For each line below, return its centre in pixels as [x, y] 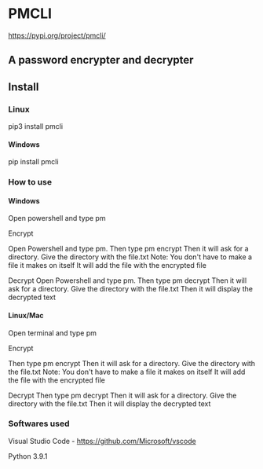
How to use [30, 182]
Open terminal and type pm [52, 333]
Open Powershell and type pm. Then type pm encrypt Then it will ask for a [128, 249]
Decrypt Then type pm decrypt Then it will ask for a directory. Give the [122, 395]
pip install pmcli [33, 162]
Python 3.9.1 [28, 456]
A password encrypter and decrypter [101, 60]
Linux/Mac [26, 315]
